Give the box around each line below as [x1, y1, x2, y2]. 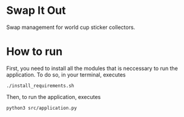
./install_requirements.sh [6, 83, 74, 89]
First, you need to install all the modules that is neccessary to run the [6, 65, 179, 72]
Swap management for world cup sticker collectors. [6, 24, 136, 31]
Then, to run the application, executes [6, 93, 101, 100]
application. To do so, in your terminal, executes [6, 71, 126, 78]
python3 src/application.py [6, 105, 77, 111]
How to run [6, 45, 63, 58]
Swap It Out [6, 4, 67, 17]
